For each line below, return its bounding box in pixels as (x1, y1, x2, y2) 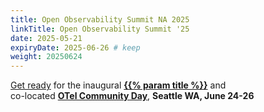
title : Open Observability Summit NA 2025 (10, 14, 190, 25)
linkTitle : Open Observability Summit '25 (10, 24, 190, 34)
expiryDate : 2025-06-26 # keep (10, 42, 141, 53)
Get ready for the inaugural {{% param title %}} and (10, 79, 227, 91)
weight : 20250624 (10, 52, 83, 62)
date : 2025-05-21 (10, 33, 83, 43)
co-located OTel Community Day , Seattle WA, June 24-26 (10, 90, 255, 102)
